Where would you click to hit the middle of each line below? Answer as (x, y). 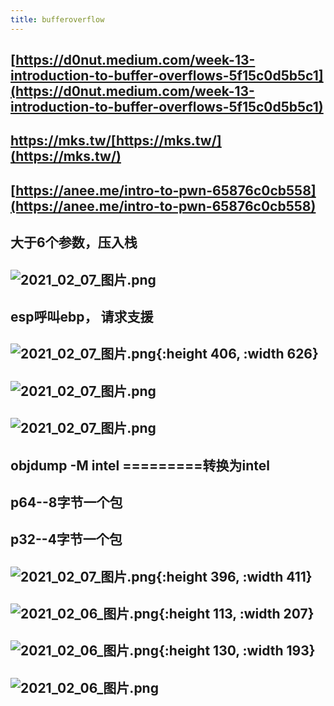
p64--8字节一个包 (66, 502)
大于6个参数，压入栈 (74, 242)
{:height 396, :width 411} (234, 576)
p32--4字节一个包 (66, 539)
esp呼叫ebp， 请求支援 (82, 316)
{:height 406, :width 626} (237, 354)
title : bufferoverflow (57, 19)
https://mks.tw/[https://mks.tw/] (116, 141)
